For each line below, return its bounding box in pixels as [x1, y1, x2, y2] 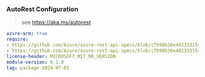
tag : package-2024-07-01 [6, 65, 70, 71]
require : [6, 36, 29, 43]
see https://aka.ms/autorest [21, 19, 92, 26]
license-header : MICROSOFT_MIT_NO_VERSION [6, 53, 116, 59]
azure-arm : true [6, 31, 48, 37]
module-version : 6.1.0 [6, 59, 64, 65]
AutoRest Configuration [6, 5, 79, 13]
